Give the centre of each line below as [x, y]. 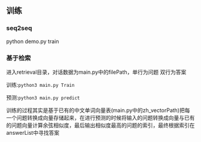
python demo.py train [33, 41]
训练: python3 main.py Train [40, 84]
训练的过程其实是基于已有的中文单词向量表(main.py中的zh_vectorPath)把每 [98, 110]
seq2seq [19, 28]
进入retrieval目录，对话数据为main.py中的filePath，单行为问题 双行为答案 [96, 72]
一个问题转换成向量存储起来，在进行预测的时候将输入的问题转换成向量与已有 [100, 117]
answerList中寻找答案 [33, 132]
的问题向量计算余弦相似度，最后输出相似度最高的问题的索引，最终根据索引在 [100, 125]
